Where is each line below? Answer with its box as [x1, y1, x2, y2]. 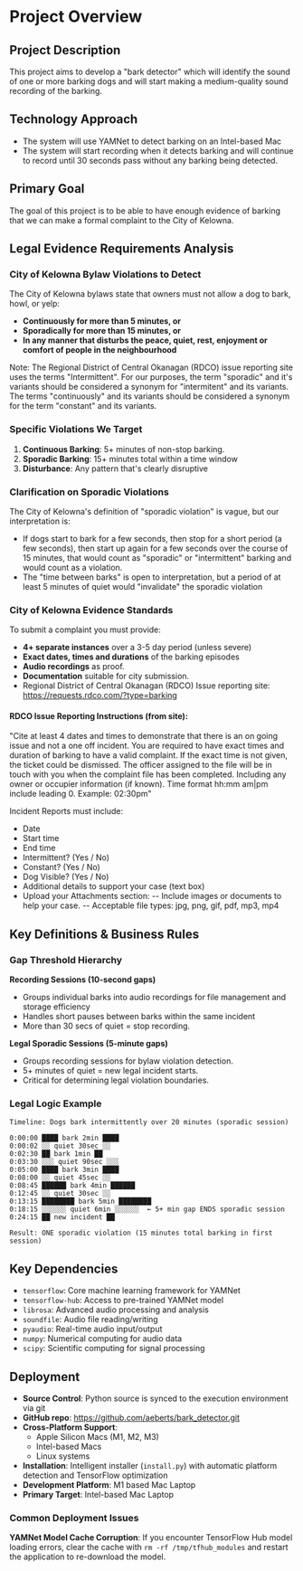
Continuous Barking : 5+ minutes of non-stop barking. [22, 443, 225, 454]
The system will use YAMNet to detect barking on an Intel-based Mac [22, 136, 282, 147]
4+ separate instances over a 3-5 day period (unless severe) [22, 642, 252, 653]
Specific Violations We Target [9, 423, 143, 436]
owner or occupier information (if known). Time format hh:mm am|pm [9, 779, 269, 790]
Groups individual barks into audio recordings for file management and [22, 992, 287, 1003]
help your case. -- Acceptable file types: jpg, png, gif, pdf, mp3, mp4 [22, 900, 279, 911]
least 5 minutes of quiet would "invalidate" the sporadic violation [22, 581, 263, 591]
